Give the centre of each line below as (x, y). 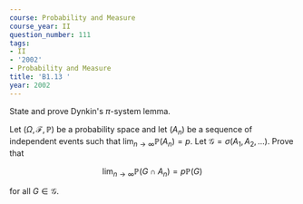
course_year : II (40, 26)
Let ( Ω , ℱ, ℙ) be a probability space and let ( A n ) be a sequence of (131, 130)
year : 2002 (30, 85)
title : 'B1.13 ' (40, 77)
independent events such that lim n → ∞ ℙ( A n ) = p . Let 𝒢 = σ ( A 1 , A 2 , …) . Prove (151, 143)
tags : (20, 43)
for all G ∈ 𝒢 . (34, 191)
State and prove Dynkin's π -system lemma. (90, 111)
